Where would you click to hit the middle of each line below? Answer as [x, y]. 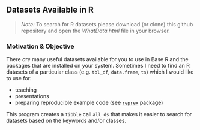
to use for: [19, 78]
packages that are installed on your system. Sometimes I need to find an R [98, 66]
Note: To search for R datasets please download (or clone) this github [107, 24]
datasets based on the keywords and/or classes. [66, 121]
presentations [32, 96]
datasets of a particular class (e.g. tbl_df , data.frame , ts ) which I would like [100, 72]
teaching [26, 90]
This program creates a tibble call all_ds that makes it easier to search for [99, 114]
